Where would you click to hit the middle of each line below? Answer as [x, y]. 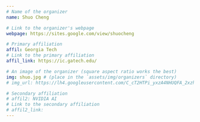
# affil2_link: [25, 110]
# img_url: [20, 83]
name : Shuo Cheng [28, 17]
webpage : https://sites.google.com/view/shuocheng [70, 33]
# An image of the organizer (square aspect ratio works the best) [92, 71]
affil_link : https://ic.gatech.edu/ [51, 61]
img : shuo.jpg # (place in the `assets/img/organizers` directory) [92, 77]
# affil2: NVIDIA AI [32, 99]
